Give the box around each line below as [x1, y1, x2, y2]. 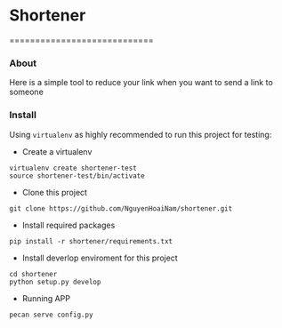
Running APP [21, 292, 71, 303]
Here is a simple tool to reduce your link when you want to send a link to [9, 77, 273, 88]
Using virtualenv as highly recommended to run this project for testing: [9, 129, 272, 140]
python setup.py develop [9, 277, 101, 286]
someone [9, 86, 44, 98]
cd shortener [9, 269, 58, 278]
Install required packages [21, 220, 116, 230]
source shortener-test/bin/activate [9, 171, 145, 180]
